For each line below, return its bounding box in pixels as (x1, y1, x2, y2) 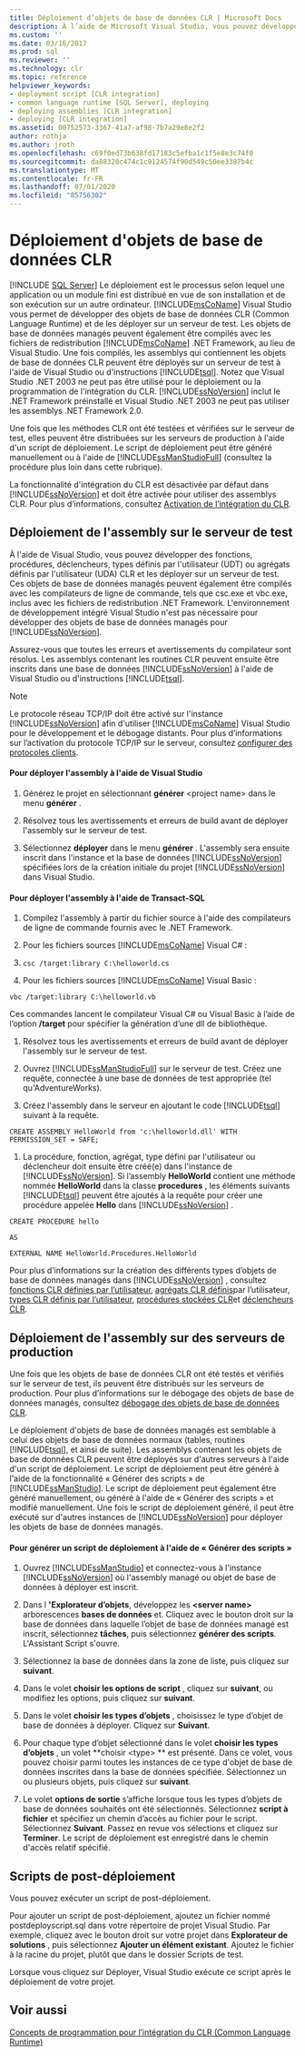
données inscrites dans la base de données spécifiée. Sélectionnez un (22, 1767, 288, 1778)
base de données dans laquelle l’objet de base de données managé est (22, 1618, 289, 1629)
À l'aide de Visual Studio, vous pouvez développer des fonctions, (9, 549, 252, 559)
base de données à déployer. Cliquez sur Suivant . (22, 1720, 211, 1731)
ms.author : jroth (9, 140, 75, 149)
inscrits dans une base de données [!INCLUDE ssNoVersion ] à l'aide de (9, 663, 274, 674)
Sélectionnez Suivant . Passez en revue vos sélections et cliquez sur (22, 1823, 279, 1834)
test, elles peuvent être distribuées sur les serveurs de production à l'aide (9, 432, 285, 443)
